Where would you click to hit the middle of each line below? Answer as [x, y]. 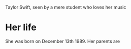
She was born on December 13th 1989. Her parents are [63, 41]
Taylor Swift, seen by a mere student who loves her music [66, 7]
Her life [21, 27]
